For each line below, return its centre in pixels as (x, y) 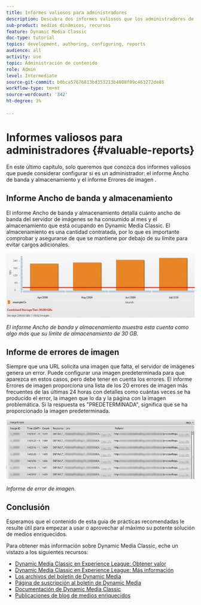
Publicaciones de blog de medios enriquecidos (73, 595)
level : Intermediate (32, 76)
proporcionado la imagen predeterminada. (58, 411)
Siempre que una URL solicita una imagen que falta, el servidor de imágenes (100, 366)
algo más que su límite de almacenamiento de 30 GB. (72, 333)
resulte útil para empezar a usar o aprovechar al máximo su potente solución (100, 528)
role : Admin (21, 69)
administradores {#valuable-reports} (100, 150)
